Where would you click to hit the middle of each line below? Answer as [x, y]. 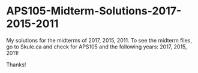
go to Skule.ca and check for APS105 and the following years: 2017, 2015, [97, 47]
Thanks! [16, 65]
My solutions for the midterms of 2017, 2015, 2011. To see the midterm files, [99, 40]
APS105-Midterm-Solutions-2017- [94, 11]
